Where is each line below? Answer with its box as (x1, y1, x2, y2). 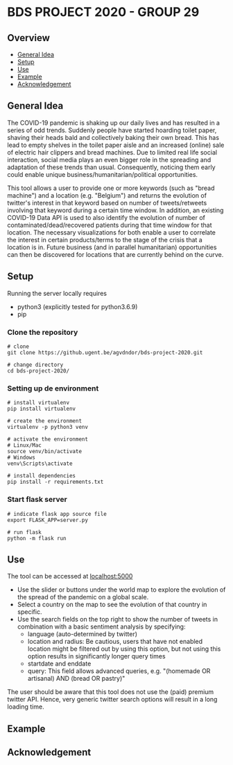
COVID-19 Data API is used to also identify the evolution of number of (7, 213, 206, 221)
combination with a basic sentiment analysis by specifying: (17, 622, 186, 631)
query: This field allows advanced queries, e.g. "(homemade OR (27, 667, 211, 675)
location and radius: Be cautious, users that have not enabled (27, 638, 203, 646)
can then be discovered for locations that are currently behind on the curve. (7, 250, 224, 258)
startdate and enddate (27, 659, 92, 668)
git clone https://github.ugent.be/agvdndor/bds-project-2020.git (7, 349, 203, 356)
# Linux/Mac (7, 442, 42, 449)
